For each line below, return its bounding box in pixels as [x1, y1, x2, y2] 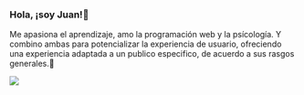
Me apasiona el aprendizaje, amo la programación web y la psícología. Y [9, 29, 282, 40]
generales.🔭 [9, 58, 55, 69]
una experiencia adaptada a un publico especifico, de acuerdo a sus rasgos [9, 48, 295, 59]
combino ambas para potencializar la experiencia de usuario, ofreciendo [9, 38, 282, 49]
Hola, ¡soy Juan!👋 [9, 8, 89, 21]
